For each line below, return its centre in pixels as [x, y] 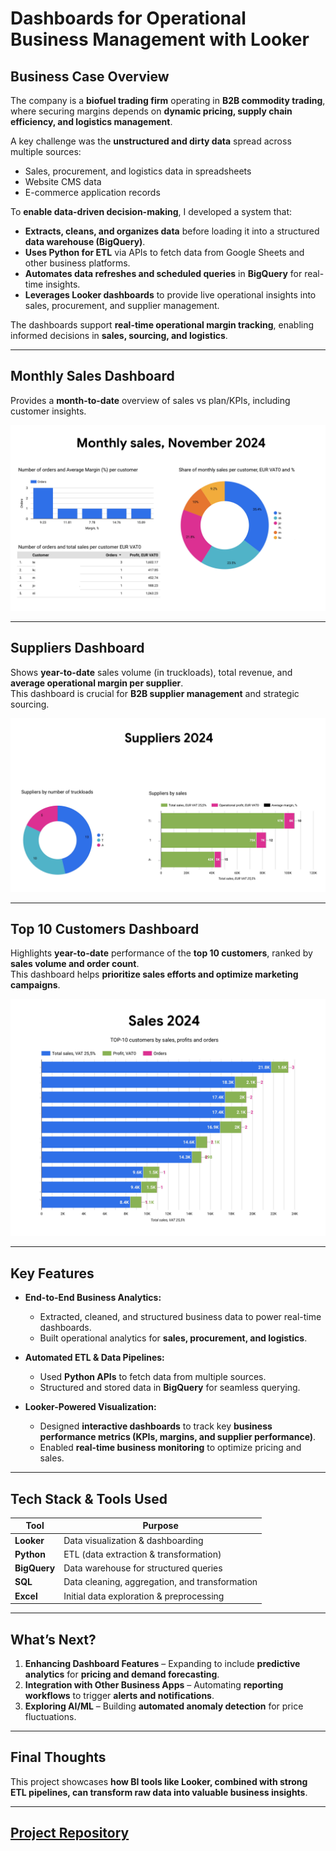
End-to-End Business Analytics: [93, 1298]
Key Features [52, 1273]
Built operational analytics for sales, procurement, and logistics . [173, 1338]
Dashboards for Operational [128, 18]
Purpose [160, 1526]
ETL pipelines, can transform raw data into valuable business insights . [159, 1792]
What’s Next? [53, 1639]
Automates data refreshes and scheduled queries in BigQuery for [163, 273]
